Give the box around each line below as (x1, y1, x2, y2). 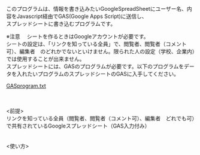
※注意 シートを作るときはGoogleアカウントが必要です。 (6, 33, 149, 40)
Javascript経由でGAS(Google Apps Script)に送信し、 (16, 13, 148, 20)
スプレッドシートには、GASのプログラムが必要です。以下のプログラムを (6, 63, 184, 70)
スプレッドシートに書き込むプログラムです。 (6, 20, 116, 27)
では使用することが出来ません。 (6, 56, 85, 62)
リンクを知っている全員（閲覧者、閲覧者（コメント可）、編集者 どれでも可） (6, 115, 195, 121)
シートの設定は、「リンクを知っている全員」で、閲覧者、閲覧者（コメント (6, 41, 187, 47)
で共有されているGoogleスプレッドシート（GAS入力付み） (6, 122, 150, 129)
